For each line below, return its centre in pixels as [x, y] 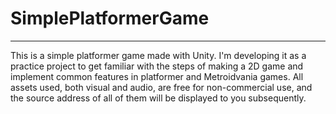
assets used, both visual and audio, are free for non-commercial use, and [161, 87]
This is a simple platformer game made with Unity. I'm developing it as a [158, 55]
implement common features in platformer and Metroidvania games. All [157, 76]
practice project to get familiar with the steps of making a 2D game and [157, 66]
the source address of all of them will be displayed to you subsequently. [158, 98]
